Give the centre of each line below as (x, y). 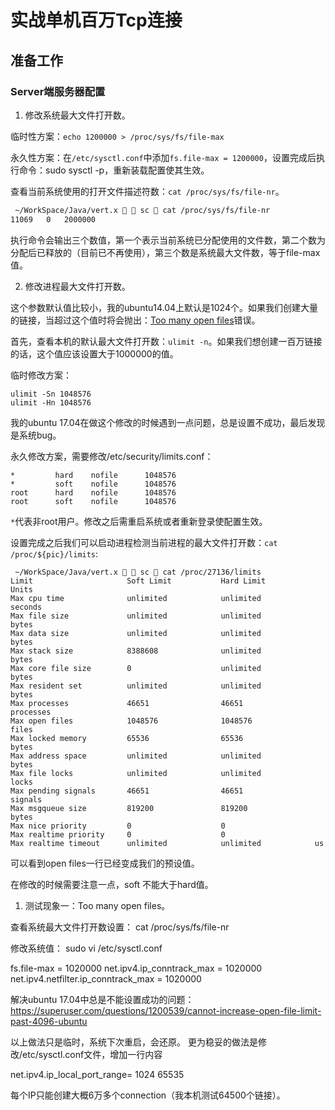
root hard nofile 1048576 (93, 492)
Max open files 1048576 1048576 (131, 721)
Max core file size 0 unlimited (136, 668)
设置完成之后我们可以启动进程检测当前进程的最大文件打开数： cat (144, 542)
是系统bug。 (36, 435)
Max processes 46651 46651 (127, 703)
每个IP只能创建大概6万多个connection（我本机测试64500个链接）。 (148, 1095)
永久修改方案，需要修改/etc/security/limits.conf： (112, 456)
